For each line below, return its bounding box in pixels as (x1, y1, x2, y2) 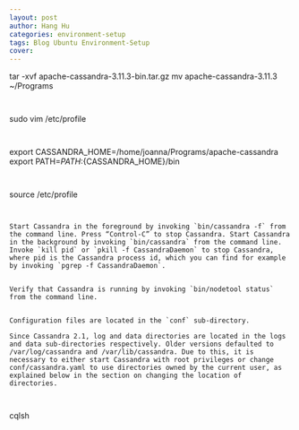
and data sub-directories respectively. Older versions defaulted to (9, 340, 275, 349)
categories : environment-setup (9, 30, 126, 39)
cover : (9, 47, 34, 56)
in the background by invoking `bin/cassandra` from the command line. (9, 238, 282, 247)
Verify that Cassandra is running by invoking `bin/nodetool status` (9, 285, 275, 294)
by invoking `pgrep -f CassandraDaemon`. (9, 262, 167, 271)
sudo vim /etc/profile (9, 114, 87, 125)
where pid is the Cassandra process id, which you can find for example (9, 254, 286, 262)
